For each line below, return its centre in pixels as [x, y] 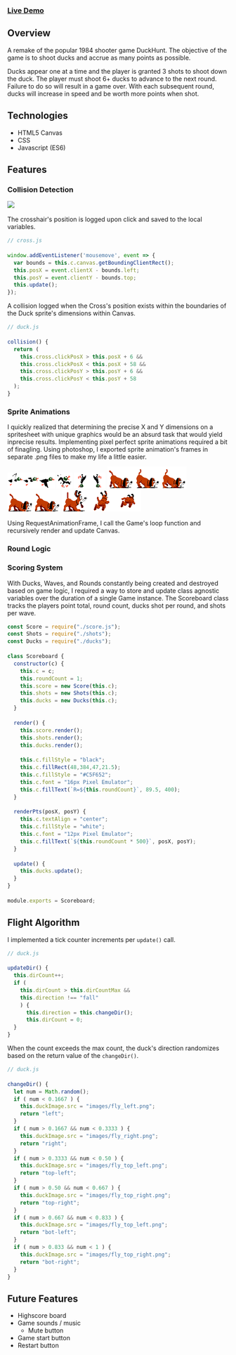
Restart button [38, 1346]
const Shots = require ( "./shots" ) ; [59, 634]
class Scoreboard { [36, 656]
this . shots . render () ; [51, 738]
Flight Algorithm [44, 923]
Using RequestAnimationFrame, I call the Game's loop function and [104, 523]
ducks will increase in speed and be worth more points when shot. [103, 93]
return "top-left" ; [48, 1173]
